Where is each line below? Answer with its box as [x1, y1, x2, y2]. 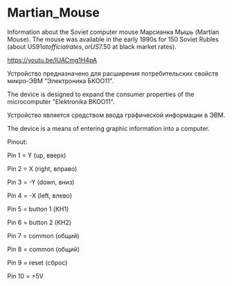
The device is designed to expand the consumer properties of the [7, 90, 195, 98]
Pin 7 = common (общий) [7, 231, 80, 240]
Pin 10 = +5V [7, 271, 44, 280]
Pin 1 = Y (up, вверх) [7, 151, 66, 159]
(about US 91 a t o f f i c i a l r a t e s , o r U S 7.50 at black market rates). [7, 42, 177, 51]
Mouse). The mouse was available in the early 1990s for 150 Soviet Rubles [7, 35, 220, 43]
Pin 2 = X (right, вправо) [7, 164, 78, 172]
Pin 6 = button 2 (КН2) [7, 218, 71, 226]
